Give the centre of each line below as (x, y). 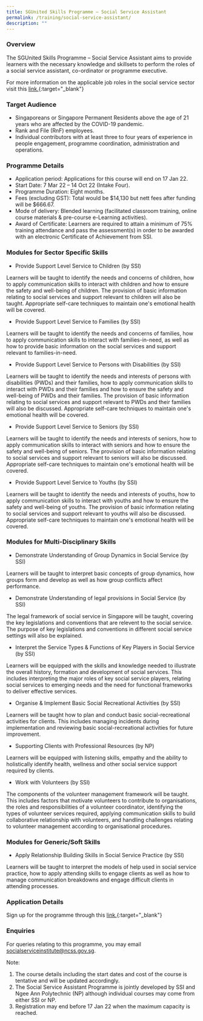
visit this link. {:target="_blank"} (45, 89)
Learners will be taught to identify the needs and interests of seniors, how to (101, 438)
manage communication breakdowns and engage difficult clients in (90, 880)
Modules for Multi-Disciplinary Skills (61, 542)
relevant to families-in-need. (42, 352)
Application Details (35, 902)
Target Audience (31, 104)
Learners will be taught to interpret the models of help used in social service (101, 867)
